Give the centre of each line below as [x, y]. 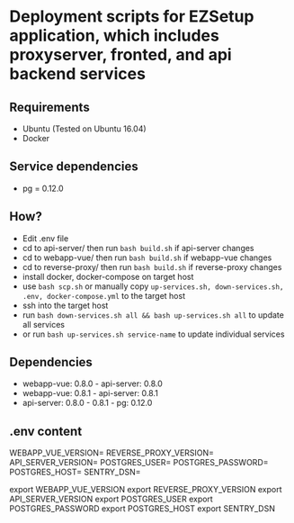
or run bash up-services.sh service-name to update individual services [153, 334]
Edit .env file [45, 238]
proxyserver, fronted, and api [120, 55]
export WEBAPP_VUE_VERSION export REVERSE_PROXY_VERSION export [146, 490]
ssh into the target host [65, 305]
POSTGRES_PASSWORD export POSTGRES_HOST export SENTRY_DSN [143, 509]
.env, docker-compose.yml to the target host [104, 295]
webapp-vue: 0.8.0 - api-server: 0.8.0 [93, 383]
